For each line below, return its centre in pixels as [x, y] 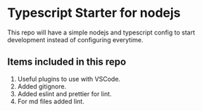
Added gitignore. [42, 86]
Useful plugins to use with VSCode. [69, 79]
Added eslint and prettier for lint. [64, 93]
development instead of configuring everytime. [75, 39]
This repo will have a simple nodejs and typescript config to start [101, 32]
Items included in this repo [67, 62]
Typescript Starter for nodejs [94, 13]
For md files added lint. [51, 101]
